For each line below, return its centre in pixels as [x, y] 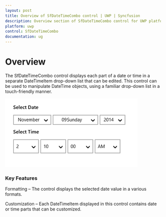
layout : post [19, 10]
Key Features [21, 178]
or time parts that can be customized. [43, 209]
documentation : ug [24, 37]
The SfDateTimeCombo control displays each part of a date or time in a [78, 75]
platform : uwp [20, 26]
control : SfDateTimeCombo [32, 32]
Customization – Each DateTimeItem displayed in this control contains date [81, 204]
